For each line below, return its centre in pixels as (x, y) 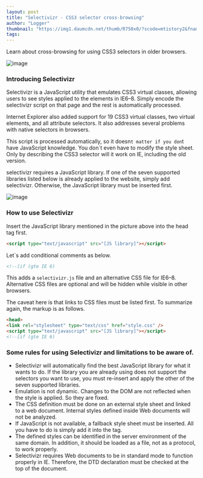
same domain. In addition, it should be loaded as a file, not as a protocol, (105, 443)
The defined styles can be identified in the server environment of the (101, 436)
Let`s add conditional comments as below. (59, 255)
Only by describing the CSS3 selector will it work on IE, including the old (96, 154)
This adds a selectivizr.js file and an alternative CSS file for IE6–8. (91, 278)
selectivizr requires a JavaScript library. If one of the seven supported (93, 173)
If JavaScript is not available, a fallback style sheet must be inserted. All (104, 423)
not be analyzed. (36, 417)
